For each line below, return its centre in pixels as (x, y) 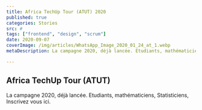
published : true (26, 17)
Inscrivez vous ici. (29, 101)
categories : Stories (32, 23)
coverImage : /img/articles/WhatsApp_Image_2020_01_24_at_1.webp (88, 46)
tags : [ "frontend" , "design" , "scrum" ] (56, 34)
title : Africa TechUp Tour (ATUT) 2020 (56, 12)
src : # (14, 29)
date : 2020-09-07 (28, 40)
